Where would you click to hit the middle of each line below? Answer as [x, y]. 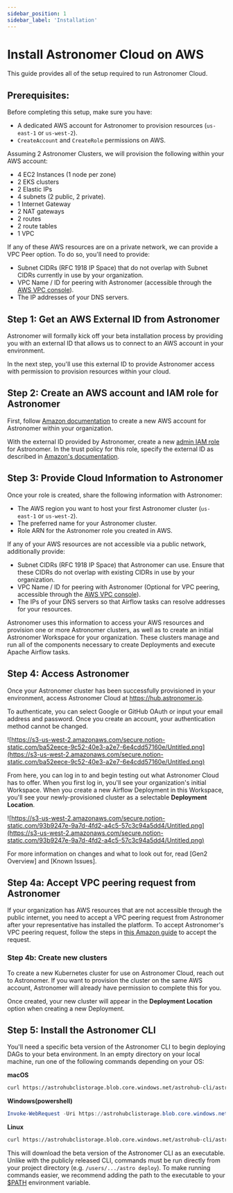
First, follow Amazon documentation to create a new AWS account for [107, 421]
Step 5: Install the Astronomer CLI [81, 1030]
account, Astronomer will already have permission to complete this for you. [114, 988]
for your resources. [45, 609]
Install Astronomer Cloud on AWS [106, 54]
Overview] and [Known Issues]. [52, 861]
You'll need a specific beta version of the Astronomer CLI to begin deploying [116, 1047]
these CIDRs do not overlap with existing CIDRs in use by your [106, 572]
